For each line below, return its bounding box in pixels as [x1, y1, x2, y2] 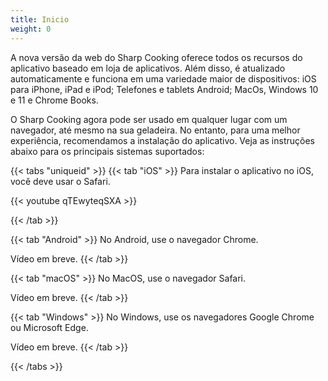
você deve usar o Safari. [10, 175, 111, 187]
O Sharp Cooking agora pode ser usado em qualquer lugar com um [10, 113, 288, 125]
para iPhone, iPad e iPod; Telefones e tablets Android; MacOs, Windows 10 [10, 83, 319, 95]
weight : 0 [10, 24, 52, 34]
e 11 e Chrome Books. [10, 94, 99, 106]
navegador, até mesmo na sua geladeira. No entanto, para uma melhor [10, 124, 301, 136]
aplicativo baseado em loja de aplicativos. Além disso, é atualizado [10, 62, 286, 74]
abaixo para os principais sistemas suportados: [10, 145, 205, 157]
